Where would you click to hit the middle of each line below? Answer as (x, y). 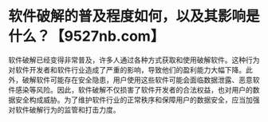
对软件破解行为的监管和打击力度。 (64, 109)
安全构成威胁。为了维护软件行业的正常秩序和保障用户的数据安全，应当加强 (137, 100)
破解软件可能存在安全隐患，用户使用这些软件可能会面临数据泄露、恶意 (137, 80)
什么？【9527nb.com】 (87, 36)
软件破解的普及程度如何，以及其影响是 (134, 16)
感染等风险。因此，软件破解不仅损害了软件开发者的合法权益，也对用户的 (134, 89)
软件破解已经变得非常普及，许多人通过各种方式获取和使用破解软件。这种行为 (134, 60)
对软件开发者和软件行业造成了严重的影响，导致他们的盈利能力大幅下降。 (127, 69)
